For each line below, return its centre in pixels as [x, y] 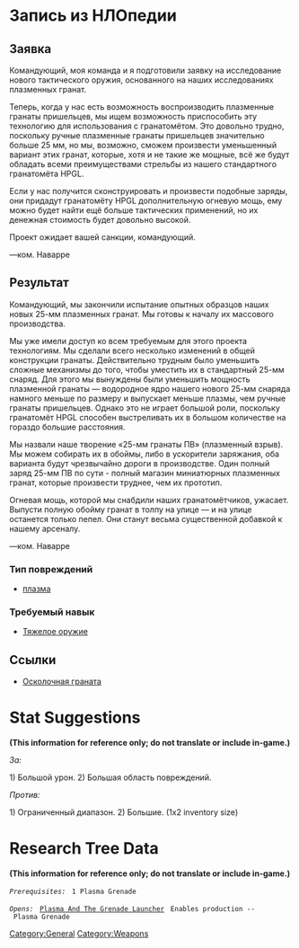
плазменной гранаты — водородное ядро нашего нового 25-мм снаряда [150, 388]
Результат [40, 283]
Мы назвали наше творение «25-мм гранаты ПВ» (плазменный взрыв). [146, 444]
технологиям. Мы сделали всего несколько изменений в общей [132, 350]
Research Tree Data [84, 849]
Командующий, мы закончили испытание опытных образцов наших [139, 304]
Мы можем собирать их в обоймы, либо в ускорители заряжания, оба [145, 454]
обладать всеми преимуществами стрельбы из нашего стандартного [143, 164]
